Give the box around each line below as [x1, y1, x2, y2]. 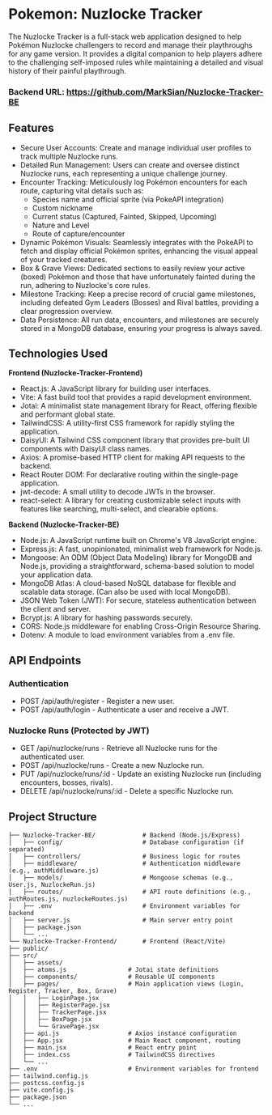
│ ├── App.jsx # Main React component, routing [8, 1037, 241, 1045]
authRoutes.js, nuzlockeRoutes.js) [8, 895, 129, 903]
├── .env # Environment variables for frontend [8, 1065, 259, 1073]
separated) [8, 846, 45, 854]
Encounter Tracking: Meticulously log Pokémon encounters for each [19, 177, 248, 187]
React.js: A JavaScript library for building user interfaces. [19, 384, 211, 393]
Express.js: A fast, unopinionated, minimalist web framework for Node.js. [19, 544, 263, 554]
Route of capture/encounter [32, 228, 125, 239]
